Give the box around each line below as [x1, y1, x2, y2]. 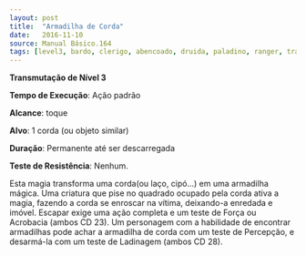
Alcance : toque [9, 108, 68, 118]
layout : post [9, 13, 59, 23]
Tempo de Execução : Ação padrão [9, 90, 141, 101]
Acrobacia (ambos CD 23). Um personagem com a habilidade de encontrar [9, 217, 291, 228]
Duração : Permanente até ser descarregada [9, 143, 176, 154]
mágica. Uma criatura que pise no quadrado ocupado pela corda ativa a [9, 188, 280, 199]
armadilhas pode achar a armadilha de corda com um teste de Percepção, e [9, 227, 294, 238]
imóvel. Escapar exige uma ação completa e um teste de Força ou [9, 207, 257, 219]
